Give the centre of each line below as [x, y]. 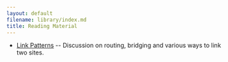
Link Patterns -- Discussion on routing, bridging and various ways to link [118, 46]
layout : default [30, 13]
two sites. [30, 52]
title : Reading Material [42, 26]
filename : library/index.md [47, 20]
